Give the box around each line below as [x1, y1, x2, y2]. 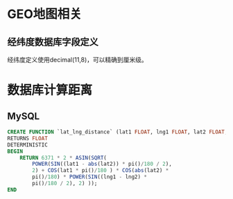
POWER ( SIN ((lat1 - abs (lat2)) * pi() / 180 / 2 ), [32, 160, 172, 168]
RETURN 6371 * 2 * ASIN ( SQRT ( [19, 154, 107, 161]
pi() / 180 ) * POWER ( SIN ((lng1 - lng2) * [32, 173, 148, 180]
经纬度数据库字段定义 [7, 36, 98, 48]
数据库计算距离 [7, 82, 93, 98]
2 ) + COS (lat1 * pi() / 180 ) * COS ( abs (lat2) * [32, 167, 169, 174]
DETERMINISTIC [7, 141, 49, 149]
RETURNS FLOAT [7, 135, 49, 142]
